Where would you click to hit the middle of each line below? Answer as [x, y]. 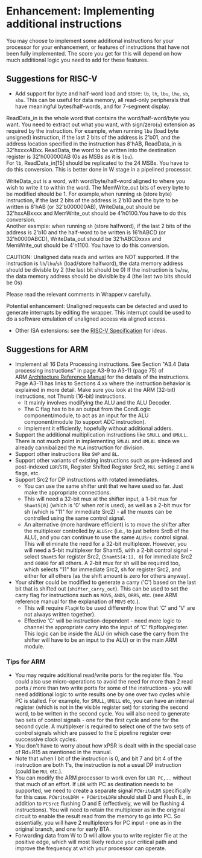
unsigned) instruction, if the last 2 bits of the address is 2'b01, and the [93, 137]
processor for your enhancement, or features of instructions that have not [98, 47]
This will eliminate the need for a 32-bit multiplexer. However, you [105, 543]
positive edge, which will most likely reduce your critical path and [96, 842]
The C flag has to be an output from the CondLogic [87, 409]
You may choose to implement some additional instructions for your [90, 40]
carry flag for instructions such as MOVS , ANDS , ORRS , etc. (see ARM [96, 595]
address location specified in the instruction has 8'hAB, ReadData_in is [94, 144]
